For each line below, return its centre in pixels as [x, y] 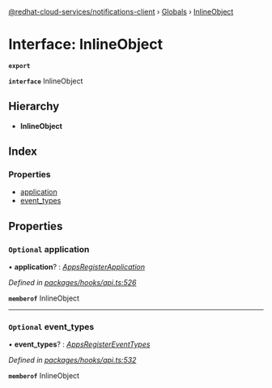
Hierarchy [34, 107]
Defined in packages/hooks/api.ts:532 [72, 360]
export [19, 66]
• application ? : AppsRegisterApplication [77, 267]
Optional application [49, 249]
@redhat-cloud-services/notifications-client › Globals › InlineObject [121, 12]
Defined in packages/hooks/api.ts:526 [72, 283]
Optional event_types [51, 327]
